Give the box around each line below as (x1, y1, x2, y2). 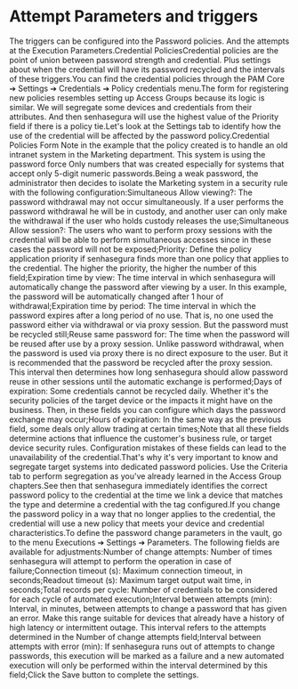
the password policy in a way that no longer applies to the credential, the (9, 508, 276, 519)
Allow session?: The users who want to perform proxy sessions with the (9, 224, 273, 235)
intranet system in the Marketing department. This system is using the (9, 149, 266, 159)
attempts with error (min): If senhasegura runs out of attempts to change (9, 641, 276, 652)
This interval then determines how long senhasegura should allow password (9, 367, 289, 377)
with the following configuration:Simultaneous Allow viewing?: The (9, 187, 254, 198)
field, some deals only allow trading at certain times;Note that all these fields (9, 423, 289, 434)
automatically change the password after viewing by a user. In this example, (9, 281, 287, 292)
